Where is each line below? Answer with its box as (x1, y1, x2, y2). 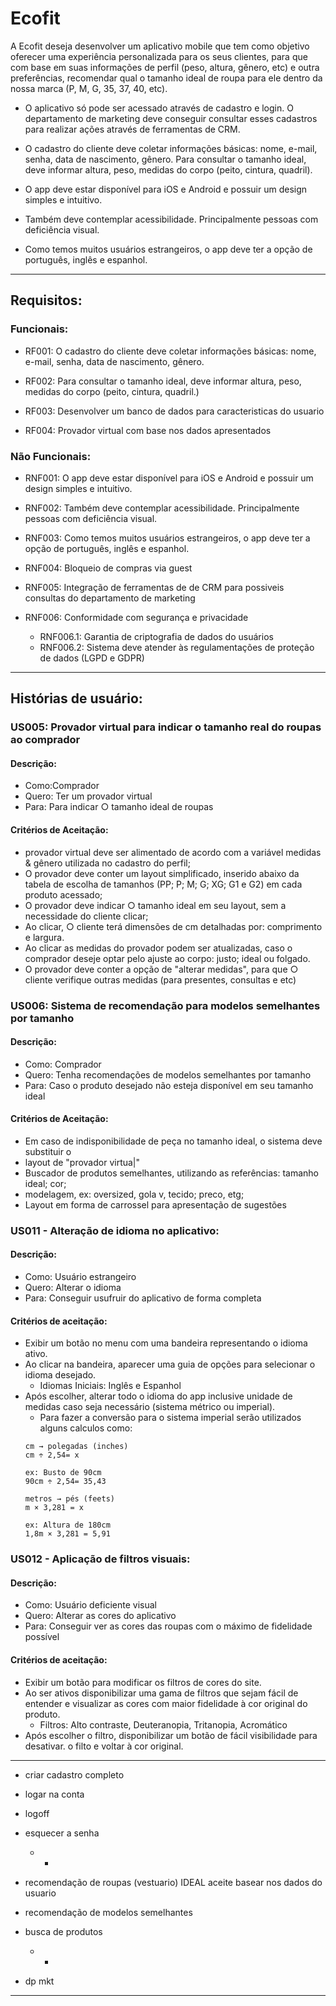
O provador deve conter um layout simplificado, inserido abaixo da (24, 867, 300, 879)
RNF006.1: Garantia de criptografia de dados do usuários (39, 630, 274, 642)
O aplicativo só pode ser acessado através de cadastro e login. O (24, 102, 294, 114)
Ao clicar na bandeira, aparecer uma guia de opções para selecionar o (24, 1358, 316, 1371)
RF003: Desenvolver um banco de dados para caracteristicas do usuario (24, 405, 325, 417)
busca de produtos (24, 1925, 103, 1937)
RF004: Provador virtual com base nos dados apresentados (24, 424, 272, 436)
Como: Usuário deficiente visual (24, 1599, 157, 1611)
